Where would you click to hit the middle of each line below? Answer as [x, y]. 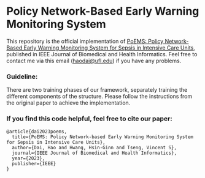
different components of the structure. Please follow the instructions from [99, 97]
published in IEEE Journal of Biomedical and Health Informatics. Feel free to [102, 54]
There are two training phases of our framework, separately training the [97, 90]
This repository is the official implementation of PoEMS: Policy [85, 41]
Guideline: [22, 76]
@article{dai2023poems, [37, 132]
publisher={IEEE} [34, 163]
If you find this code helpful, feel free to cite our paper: [90, 119]
